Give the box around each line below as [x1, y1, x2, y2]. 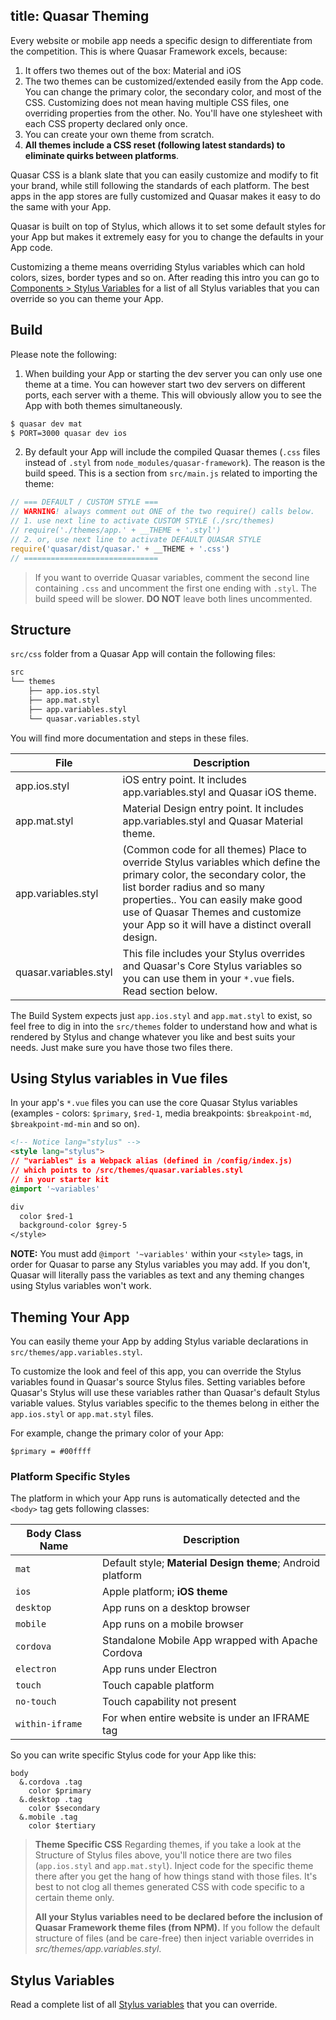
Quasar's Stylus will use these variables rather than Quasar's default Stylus [10, 1386, 321, 1398]
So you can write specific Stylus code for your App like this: [10, 1749, 257, 1761]
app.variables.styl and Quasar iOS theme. [122, 785, 317, 799]
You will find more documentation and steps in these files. [10, 732, 249, 744]
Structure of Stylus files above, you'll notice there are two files [34, 1849, 292, 1861]
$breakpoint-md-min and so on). [10, 1118, 140, 1130]
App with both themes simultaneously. [24, 399, 183, 411]
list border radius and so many [122, 880, 265, 894]
